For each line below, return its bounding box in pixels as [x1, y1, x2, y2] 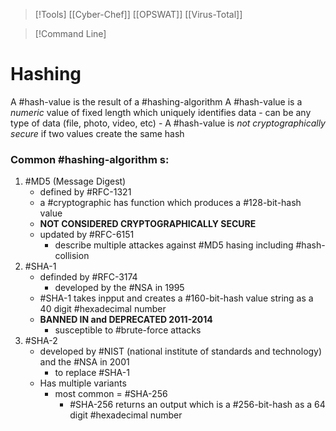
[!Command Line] [34, 28, 107, 39]
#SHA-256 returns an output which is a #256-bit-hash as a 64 [69, 399, 326, 411]
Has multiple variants [39, 377, 127, 389]
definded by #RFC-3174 [39, 271, 138, 283]
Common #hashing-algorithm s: [10, 152, 170, 166]
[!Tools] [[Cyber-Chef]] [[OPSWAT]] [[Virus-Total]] [34, 9, 243, 20]
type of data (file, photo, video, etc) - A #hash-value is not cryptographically [10, 117, 326, 129]
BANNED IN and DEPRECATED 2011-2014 [39, 314, 213, 326]
